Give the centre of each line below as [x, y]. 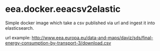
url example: [18, 38]
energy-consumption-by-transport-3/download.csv [58, 43]
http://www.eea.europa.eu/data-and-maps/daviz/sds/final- [92, 38]
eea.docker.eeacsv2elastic [63, 9]
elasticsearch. [19, 28]
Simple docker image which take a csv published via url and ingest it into [80, 23]
